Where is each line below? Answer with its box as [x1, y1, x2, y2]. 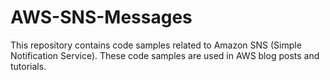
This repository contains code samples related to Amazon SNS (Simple [10, 39, 302, 51]
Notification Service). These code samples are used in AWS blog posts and [10, 49, 320, 61]
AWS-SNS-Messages [10, 6, 193, 29]
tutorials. [10, 60, 47, 72]
